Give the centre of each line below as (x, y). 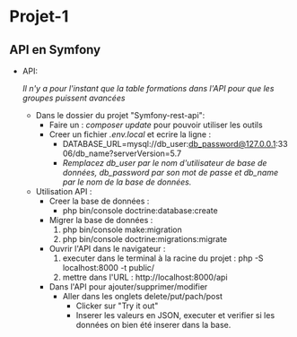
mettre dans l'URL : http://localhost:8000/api (145, 277)
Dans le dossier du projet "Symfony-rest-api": (120, 115)
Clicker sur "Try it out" (117, 306)
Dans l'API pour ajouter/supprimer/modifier (128, 287)
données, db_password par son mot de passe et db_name (170, 173)
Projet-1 (39, 17)
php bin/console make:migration (122, 229)
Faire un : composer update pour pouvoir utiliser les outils (156, 125)
